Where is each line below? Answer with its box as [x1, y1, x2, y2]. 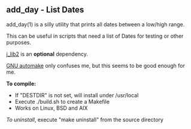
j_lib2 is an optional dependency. [6, 50, 89, 58]
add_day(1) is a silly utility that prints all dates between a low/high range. [6, 20, 185, 28]
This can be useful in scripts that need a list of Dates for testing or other [6, 32, 184, 40]
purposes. [6, 38, 32, 46]
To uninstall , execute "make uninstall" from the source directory [6, 116, 163, 123]
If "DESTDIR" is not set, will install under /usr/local [14, 91, 139, 98]
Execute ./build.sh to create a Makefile [14, 98, 110, 105]
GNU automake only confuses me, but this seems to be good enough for [6, 62, 186, 69]
